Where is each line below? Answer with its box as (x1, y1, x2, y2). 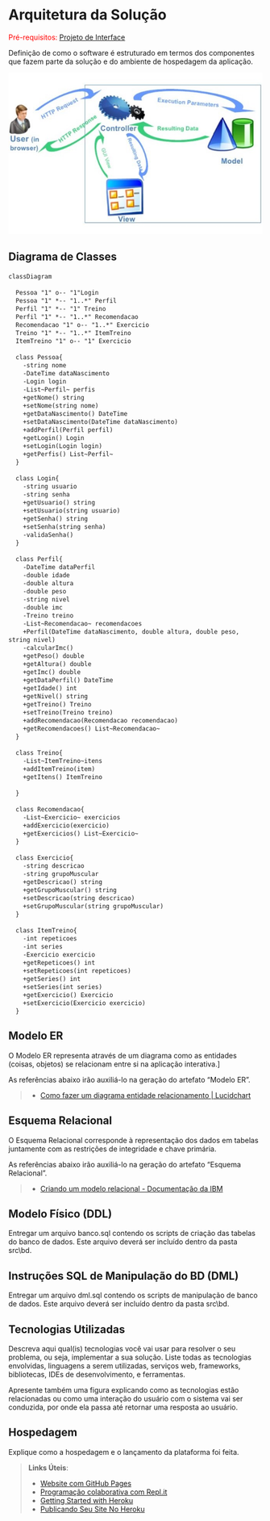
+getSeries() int (23, 974, 81, 983)
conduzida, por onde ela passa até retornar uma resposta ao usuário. (8, 1402, 239, 1412)
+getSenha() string (23, 514, 89, 522)
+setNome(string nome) (23, 401, 99, 409)
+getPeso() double (23, 652, 85, 660)
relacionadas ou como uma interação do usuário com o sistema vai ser (8, 1393, 243, 1403)
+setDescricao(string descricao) (23, 894, 135, 902)
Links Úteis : (27, 1463, 69, 1473)
